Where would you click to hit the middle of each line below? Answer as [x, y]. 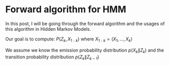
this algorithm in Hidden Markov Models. [48, 29]
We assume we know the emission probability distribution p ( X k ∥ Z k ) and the [85, 51]
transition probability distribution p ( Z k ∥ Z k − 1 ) [52, 57]
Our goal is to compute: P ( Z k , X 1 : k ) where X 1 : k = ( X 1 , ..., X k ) [69, 39]
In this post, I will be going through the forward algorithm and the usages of [85, 24]
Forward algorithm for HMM [66, 9]
